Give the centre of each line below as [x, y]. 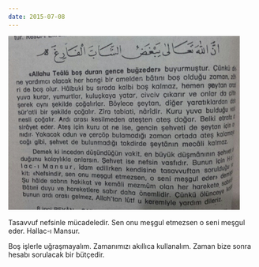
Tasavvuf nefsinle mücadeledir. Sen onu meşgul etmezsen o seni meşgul [127, 222]
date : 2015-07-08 [37, 17]
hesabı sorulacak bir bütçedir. [56, 254]
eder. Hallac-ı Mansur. [44, 231]
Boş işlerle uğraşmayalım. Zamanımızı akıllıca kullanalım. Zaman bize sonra [129, 246]
